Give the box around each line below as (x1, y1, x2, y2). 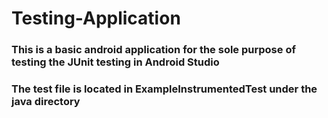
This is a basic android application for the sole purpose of (11, 43, 296, 57)
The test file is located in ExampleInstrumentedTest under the (11, 82, 318, 96)
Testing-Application (11, 7, 181, 30)
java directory (11, 95, 81, 109)
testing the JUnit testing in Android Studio (11, 55, 220, 69)
